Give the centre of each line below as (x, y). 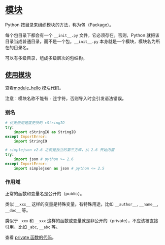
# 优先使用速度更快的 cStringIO (35, 123)
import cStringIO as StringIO (45, 132)
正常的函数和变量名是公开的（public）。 (45, 194)
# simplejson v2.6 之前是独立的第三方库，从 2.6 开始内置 (60, 150)
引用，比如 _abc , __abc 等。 (33, 227)
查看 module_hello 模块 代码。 (34, 88)
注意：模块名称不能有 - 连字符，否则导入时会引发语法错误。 (66, 98)
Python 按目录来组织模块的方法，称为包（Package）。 (60, 25)
